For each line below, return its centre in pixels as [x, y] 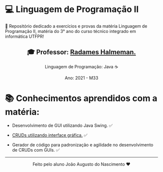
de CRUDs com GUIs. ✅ [36, 150]
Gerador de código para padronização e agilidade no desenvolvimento [83, 145]
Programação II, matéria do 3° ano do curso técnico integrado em [71, 31]
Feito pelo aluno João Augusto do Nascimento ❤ [81, 164]
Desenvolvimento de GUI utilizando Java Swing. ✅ [62, 125]
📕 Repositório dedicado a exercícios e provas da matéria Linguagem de [76, 26]
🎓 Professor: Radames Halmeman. [81, 52]
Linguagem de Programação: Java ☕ [81, 66]
